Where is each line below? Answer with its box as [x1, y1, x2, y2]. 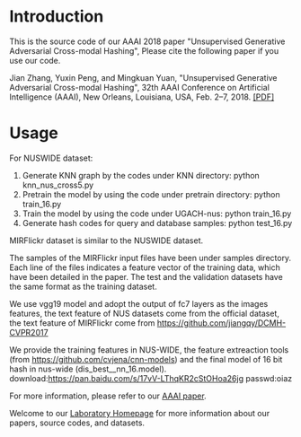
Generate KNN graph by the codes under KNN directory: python [22, 170, 261, 180]
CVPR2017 [9, 327, 49, 337]
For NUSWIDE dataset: [9, 153, 93, 163]
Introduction [9, 6, 104, 27]
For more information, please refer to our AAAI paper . [9, 390, 207, 401]
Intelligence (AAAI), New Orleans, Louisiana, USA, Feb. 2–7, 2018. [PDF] [9, 92, 275, 102]
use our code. [9, 55, 61, 66]
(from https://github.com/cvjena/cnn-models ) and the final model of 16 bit [9, 354, 283, 364]
